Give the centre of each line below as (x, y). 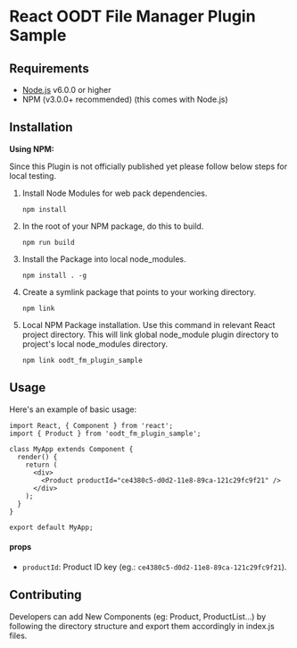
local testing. (33, 175)
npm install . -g (54, 275)
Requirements (49, 68)
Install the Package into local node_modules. (104, 259)
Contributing (45, 595)
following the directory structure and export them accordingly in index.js (142, 626)
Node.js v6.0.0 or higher (66, 90)
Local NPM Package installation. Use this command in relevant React (148, 324)
